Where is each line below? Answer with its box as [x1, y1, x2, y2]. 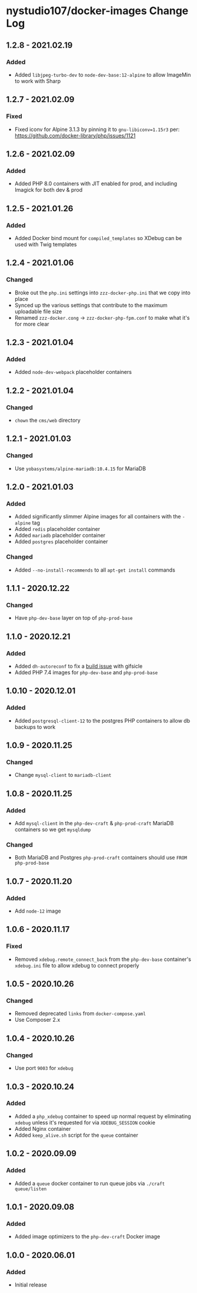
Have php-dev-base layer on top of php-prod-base [14, 615, 133, 622]
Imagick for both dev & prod [14, 186, 83, 193]
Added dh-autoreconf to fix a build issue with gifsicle [14, 662, 143, 670]
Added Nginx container [14, 1125, 71, 1132]
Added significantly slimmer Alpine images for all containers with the [14, 513, 181, 520]
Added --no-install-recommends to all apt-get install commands [14, 566, 175, 573]
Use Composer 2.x [14, 1016, 61, 1023]
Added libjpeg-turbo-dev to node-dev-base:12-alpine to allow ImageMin [14, 71, 191, 78]
